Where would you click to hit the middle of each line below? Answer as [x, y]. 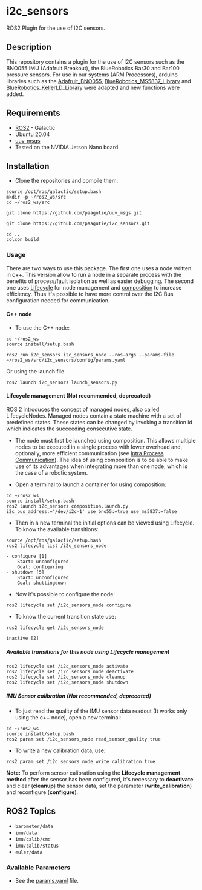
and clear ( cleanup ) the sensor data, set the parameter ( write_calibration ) [99, 786]
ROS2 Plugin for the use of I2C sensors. [56, 28]
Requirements [33, 113]
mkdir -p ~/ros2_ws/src [36, 197]
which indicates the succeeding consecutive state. [70, 429]
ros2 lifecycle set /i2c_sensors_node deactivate [70, 672]
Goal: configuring [40, 567]
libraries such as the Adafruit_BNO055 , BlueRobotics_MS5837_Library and [99, 81]
